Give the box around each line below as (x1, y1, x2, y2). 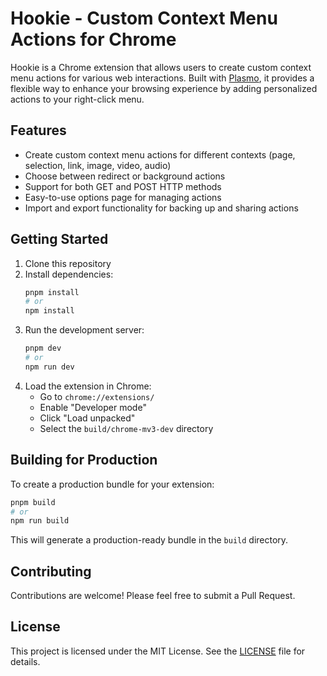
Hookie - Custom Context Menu (10, 7, 278, 30)
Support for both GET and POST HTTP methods (24, 180, 222, 192)
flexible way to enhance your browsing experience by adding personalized (10, 82, 318, 94)
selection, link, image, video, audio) (24, 159, 172, 171)
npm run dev (24, 362, 75, 372)
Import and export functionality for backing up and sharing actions (24, 202, 299, 214)
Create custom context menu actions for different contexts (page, (24, 148, 296, 161)
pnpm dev (24, 343, 62, 354)
